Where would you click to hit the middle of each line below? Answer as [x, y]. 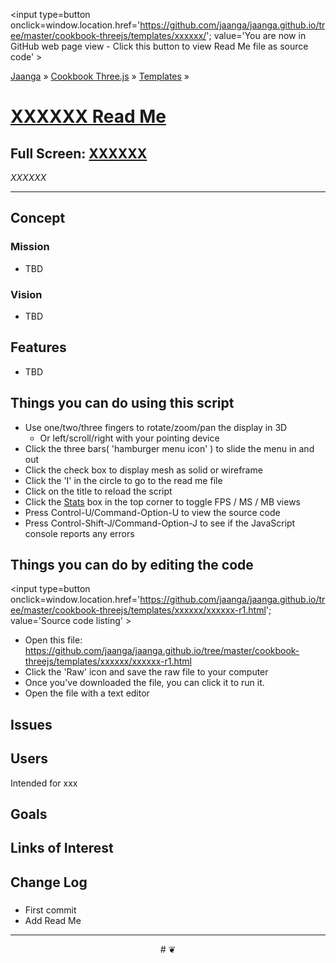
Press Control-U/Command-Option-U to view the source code [152, 512]
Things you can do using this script [122, 403]
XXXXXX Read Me [88, 116]
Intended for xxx [44, 783]
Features [38, 347]
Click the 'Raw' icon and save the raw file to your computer [146, 672]
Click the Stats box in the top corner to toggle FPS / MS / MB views [163, 501]
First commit [50, 910]
